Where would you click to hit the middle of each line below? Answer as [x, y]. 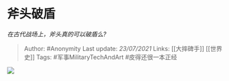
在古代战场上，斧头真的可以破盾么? [57, 34]
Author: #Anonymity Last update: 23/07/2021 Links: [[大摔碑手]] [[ [117, 48]
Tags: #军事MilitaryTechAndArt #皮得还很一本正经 [107, 57]
